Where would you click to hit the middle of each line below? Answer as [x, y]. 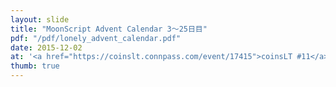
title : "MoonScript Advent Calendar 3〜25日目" [109, 29]
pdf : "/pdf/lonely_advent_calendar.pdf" [96, 38]
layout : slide [40, 19]
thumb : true [35, 66]
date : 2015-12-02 [46, 47]
